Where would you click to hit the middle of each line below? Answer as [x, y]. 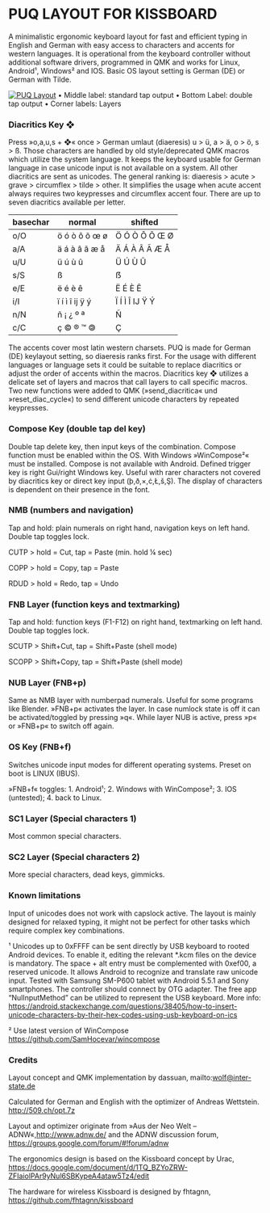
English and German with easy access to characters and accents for [122, 44]
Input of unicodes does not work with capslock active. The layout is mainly [132, 913]
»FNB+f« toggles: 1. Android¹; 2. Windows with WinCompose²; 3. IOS [123, 789]
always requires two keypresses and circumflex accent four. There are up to [135, 194]
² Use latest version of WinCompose [69, 1030]
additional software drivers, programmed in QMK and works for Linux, [124, 62]
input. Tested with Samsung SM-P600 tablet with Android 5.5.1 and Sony [129, 980]
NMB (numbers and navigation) [71, 510]
